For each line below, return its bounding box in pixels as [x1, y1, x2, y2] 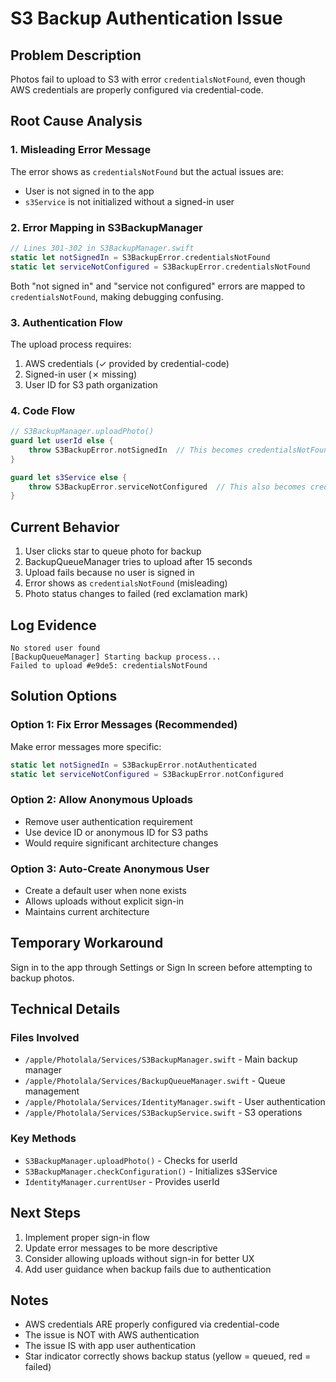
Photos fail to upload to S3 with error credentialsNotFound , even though [10, 73, 306, 85]
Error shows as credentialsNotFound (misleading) [24, 577, 228, 589]
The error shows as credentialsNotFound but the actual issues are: [10, 165, 284, 177]
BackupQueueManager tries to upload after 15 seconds [24, 556, 253, 568]
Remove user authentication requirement [24, 815, 193, 827]
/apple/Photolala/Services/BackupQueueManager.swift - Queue [24, 1075, 286, 1087]
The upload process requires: [10, 338, 132, 350]
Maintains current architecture [24, 905, 150, 917]
